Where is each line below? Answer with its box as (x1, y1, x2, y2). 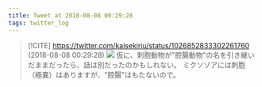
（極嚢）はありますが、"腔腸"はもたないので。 (27, 70, 180, 79)
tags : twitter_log (8, 19, 69, 27)
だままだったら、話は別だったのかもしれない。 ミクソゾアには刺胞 (27, 60, 246, 70)
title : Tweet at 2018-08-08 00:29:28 (8, 11, 133, 20)
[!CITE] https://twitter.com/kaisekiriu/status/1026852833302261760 (27, 40, 250, 50)
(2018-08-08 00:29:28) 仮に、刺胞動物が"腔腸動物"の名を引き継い (27, 50, 256, 59)
